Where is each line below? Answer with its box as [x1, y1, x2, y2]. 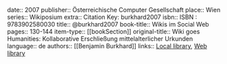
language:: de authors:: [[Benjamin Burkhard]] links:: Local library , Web [7, 42, 207, 50]
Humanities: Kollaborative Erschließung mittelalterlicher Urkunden [7, 35, 193, 43]
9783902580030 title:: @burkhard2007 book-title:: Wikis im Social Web [7, 20, 209, 28]
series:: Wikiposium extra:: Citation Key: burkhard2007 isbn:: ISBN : [7, 13, 198, 21]
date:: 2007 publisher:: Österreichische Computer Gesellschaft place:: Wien [7, 6, 221, 14]
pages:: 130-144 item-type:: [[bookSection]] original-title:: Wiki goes [7, 27, 200, 35]
